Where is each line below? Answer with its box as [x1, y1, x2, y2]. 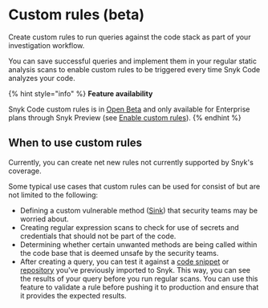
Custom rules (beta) [8, 6, 145, 24]
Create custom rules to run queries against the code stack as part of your [8, 32, 251, 42]
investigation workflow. [8, 40, 85, 50]
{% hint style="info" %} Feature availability [8, 88, 153, 98]
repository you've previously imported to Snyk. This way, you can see [19, 265, 251, 274]
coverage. [8, 166, 42, 176]
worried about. [19, 214, 70, 224]
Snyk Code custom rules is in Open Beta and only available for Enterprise [8, 104, 250, 114]
